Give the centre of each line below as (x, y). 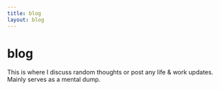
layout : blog (26, 20)
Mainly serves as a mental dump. (54, 80)
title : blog (24, 13)
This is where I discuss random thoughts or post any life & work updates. (110, 72)
